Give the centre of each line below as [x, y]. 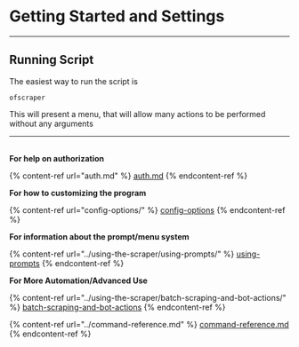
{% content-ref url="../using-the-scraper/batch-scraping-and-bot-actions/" [148, 297]
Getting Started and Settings [117, 16]
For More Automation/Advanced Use [79, 280]
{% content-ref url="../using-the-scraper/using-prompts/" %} [122, 254]
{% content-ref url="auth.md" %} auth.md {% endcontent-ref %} [128, 176]
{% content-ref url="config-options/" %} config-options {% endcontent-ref [147, 209]
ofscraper [28, 98]
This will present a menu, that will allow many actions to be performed [137, 114]
